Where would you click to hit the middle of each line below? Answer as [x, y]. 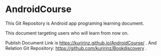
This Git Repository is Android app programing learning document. [75, 23]
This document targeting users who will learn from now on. [67, 33]
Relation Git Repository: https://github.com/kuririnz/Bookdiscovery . [76, 48]
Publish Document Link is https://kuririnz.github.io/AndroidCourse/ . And [81, 43]
